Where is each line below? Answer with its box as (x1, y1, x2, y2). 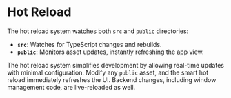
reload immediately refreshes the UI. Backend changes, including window (7, 75, 217, 84)
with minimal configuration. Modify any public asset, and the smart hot (7, 68, 209, 77)
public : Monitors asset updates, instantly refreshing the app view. (17, 48, 205, 56)
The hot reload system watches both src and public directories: (7, 27, 189, 35)
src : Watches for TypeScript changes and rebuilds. (17, 40, 162, 48)
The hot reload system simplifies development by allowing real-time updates (7, 61, 224, 69)
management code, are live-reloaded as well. (7, 83, 136, 91)
